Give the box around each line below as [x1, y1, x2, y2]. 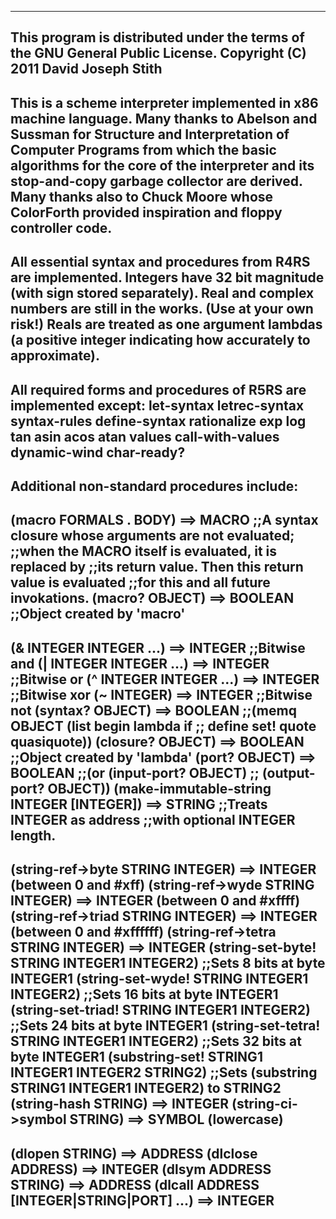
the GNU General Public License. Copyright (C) [10, 45, 307, 62]
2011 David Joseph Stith [10, 61, 163, 78]
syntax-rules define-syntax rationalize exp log [10, 412, 307, 430]
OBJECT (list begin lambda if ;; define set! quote [10, 717, 317, 735]
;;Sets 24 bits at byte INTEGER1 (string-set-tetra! [10, 1017, 321, 1035]
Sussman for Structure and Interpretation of [10, 126, 290, 143]
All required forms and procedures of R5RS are [10, 381, 307, 398]
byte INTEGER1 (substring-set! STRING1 [10, 1049, 263, 1066]
